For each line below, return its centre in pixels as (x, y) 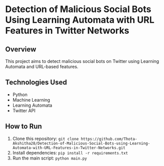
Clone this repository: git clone (46, 138)
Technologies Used (36, 82)
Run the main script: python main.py (50, 158)
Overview (21, 49)
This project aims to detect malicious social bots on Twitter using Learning (82, 61)
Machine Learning (31, 100)
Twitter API (24, 110)
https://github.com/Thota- (109, 139)
